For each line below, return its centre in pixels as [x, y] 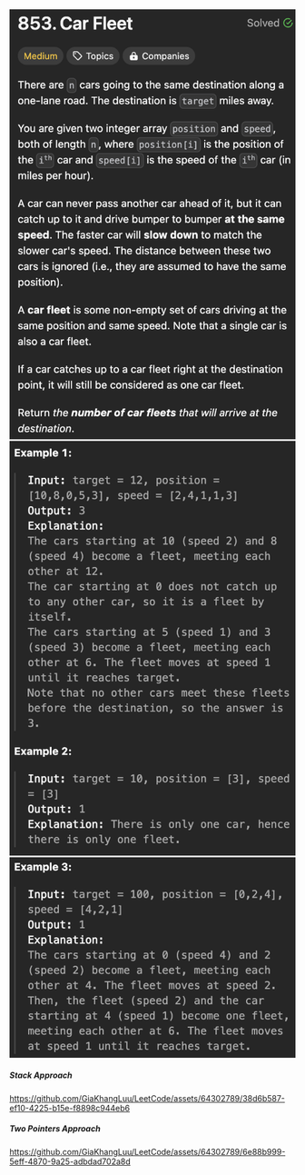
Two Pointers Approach [55, 1129]
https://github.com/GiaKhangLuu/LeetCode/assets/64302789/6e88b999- [148, 1151]
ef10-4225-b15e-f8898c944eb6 [69, 1108]
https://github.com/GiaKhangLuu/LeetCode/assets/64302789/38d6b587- [148, 1098]
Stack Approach [41, 1075]
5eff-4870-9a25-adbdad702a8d [70, 1161]
